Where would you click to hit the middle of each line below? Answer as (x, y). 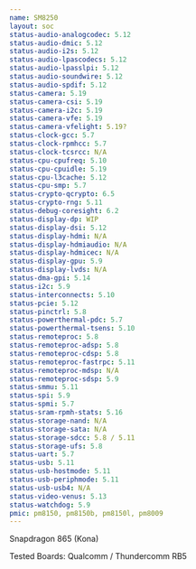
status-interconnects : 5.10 (62, 294)
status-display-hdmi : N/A (58, 236)
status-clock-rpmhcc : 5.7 (58, 144)
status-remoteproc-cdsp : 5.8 (64, 353)
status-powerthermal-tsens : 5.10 (72, 329)
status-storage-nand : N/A (58, 421)
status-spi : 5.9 (40, 396)
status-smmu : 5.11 (44, 387)
